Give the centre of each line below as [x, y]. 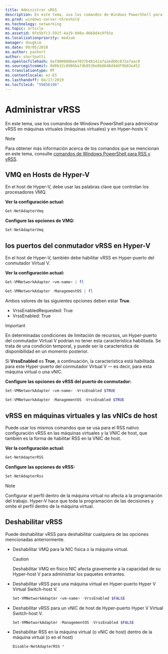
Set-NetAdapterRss [24, 476]
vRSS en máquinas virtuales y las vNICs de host [81, 415]
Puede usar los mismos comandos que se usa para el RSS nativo [72, 428]
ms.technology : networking [33, 24]
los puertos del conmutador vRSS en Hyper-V [78, 246]
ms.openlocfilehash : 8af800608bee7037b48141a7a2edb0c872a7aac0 [73, 61]
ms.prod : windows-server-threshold [42, 19]
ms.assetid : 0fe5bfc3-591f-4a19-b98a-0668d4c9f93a [59, 33]
